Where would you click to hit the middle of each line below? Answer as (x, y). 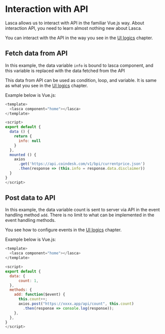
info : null (29, 141)
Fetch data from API (36, 53)
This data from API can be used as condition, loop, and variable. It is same (81, 80)
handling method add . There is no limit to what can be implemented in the (80, 215)
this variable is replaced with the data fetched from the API (65, 70)
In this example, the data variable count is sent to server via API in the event (82, 210)
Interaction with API (47, 9)
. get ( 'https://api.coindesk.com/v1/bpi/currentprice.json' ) (82, 164)
